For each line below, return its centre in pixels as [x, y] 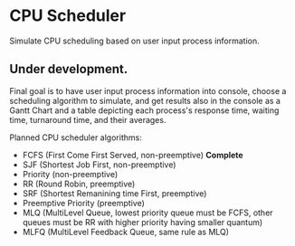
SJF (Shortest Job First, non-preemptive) [99, 165]
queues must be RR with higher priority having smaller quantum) [143, 222]
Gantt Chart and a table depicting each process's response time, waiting [144, 110]
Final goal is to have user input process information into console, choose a [148, 90]
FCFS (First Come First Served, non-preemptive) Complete [133, 155]
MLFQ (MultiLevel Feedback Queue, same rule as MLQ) [125, 232]
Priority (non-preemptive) [70, 174]
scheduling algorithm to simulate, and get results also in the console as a [145, 100]
